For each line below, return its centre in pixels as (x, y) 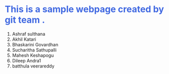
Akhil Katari (24, 39)
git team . (25, 20)
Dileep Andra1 (27, 60)
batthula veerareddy (33, 66)
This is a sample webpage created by (85, 9)
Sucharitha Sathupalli (34, 50)
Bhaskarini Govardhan (35, 44)
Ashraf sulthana (29, 34)
